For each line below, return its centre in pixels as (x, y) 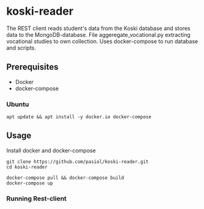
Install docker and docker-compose (51, 150)
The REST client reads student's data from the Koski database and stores (98, 28)
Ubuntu (18, 104)
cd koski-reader (27, 167)
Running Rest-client (37, 199)
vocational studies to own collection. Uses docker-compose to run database (102, 41)
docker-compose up (30, 183)
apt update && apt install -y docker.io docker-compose (79, 117)
